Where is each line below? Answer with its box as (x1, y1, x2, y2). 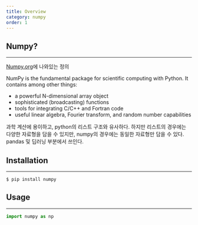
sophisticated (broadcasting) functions (14, 99, 109, 106)
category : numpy (6, 14, 46, 20)
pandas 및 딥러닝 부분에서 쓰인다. (6, 138, 84, 145)
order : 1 (6, 19, 28, 25)
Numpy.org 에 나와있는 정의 (6, 63, 70, 70)
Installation (6, 155, 48, 165)
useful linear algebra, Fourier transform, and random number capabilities (14, 111, 192, 118)
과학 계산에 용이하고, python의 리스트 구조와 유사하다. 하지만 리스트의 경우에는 (6, 123, 187, 130)
